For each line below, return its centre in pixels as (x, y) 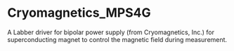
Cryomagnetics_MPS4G (79, 13)
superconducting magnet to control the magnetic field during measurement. (117, 39)
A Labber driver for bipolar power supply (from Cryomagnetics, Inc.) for (111, 32)
